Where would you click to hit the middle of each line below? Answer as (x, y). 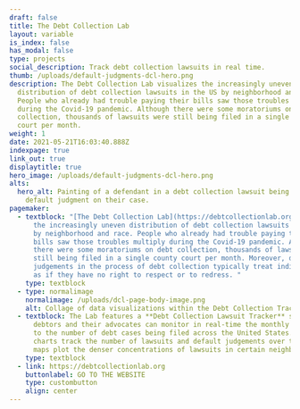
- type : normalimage (55, 291)
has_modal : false (42, 51)
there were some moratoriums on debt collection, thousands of (153, 250)
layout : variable (42, 34)
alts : (19, 184)
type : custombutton (62, 383)
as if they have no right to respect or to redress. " (137, 275)
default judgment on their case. (87, 200)
